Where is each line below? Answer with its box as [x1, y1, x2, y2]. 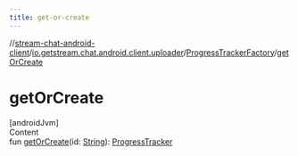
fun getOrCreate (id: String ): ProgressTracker [9, 135, 173, 147]
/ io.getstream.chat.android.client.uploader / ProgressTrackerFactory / [29, 46, 277, 58]
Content [9, 127, 39, 137]
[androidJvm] [9, 117, 60, 127]
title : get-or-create [9, 12, 90, 22]
